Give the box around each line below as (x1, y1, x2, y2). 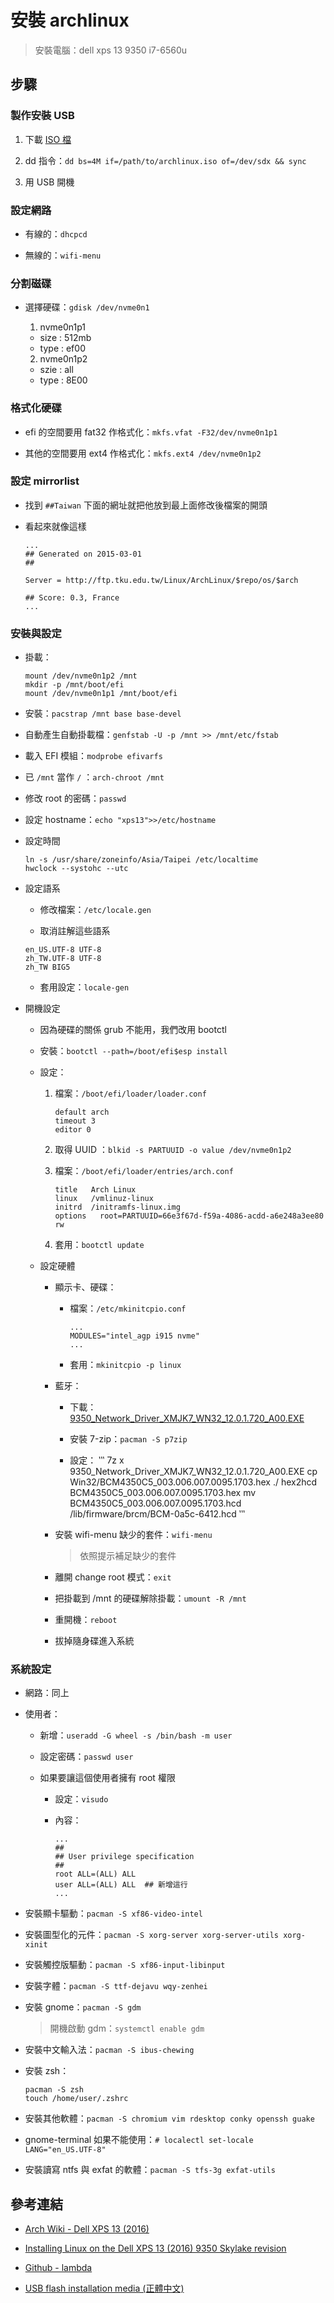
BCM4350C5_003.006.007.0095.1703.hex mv (69, 1487, 257, 1499)
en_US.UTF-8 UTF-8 (24, 945, 102, 955)
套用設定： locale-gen (39, 981, 130, 993)
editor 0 (54, 1125, 92, 1135)
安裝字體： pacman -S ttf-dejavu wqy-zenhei (24, 1980, 208, 1992)
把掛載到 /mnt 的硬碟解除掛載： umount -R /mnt (54, 1592, 247, 1605)
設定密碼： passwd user (39, 1751, 134, 1763)
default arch (54, 1107, 110, 1118)
